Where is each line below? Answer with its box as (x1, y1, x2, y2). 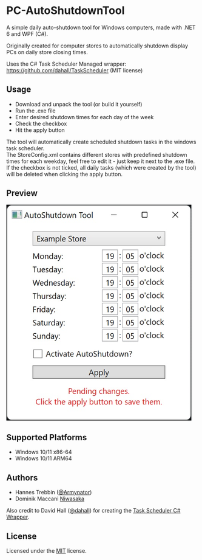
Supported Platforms (6, 432, 87, 443)
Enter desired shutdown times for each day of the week (15, 113, 154, 120)
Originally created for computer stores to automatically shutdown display (6, 42, 189, 49)
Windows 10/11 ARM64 (15, 455, 72, 462)
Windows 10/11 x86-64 (15, 448, 72, 456)
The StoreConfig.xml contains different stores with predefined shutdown (6, 151, 187, 158)
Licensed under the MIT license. (6, 547, 87, 554)
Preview (6, 188, 38, 198)
